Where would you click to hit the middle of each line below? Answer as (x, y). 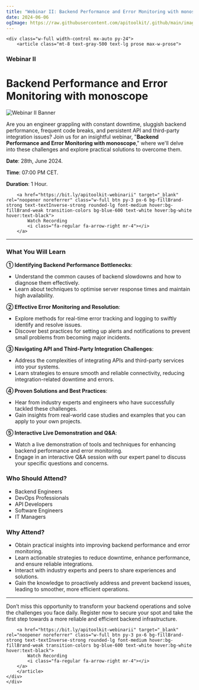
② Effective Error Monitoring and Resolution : (63, 307)
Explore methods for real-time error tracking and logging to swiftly (95, 318)
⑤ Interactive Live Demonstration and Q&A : (62, 433)
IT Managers (30, 516)
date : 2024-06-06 (28, 17)
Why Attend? (25, 532)
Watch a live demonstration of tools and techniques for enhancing (95, 444)
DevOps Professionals (42, 497)
